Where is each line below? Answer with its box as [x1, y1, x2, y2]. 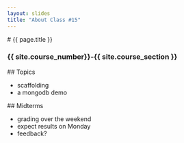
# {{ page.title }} [7, 35, 53, 43]
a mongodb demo [16, 88, 67, 96]
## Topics [7, 68, 36, 76]
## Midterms [7, 101, 44, 109]
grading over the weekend [16, 114, 92, 123]
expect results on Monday [16, 122, 91, 130]
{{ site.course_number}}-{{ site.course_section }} [7, 52, 178, 62]
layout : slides [7, 10, 51, 17]
